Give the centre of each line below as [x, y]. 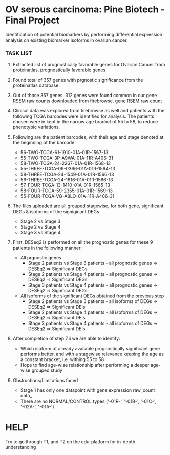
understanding [21, 447]
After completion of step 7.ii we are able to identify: [66, 339]
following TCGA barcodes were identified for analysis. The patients [83, 116]
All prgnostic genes [41, 258]
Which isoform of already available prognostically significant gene [90, 349]
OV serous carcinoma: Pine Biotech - [85, 10]
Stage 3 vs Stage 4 [40, 233]
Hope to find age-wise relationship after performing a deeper [85, 365]
